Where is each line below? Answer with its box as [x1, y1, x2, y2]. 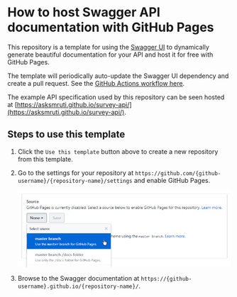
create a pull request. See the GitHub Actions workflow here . [7, 79, 185, 87]
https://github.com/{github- [134, 169, 221, 177]
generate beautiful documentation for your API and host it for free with [7, 50, 214, 59]
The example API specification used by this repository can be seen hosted [7, 93, 225, 101]
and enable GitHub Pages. [133, 176, 211, 184]
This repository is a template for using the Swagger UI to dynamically [7, 43, 209, 51]
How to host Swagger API [7, 4, 161, 21]
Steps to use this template [7, 128, 126, 140]
